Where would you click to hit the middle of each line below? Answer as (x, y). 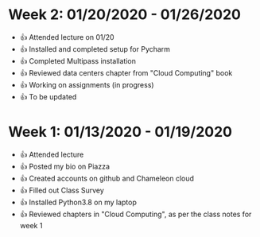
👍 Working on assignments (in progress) (87, 84)
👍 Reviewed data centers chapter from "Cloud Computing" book (126, 72)
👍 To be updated (48, 96)
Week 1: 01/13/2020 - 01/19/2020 (120, 132)
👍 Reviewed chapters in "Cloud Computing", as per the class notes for (136, 214)
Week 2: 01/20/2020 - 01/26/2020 (124, 15)
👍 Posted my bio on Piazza (64, 166)
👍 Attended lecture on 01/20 (67, 37)
